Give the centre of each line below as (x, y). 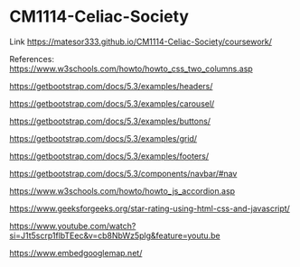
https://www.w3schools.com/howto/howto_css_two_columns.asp (131, 69)
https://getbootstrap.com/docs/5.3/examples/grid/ (103, 138)
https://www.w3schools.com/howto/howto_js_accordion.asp (122, 190)
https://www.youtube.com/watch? (73, 226)
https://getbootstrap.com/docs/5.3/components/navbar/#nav (123, 173)
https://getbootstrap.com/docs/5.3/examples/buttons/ (110, 121)
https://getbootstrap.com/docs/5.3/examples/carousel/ (112, 103)
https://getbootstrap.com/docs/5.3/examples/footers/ (109, 156)
